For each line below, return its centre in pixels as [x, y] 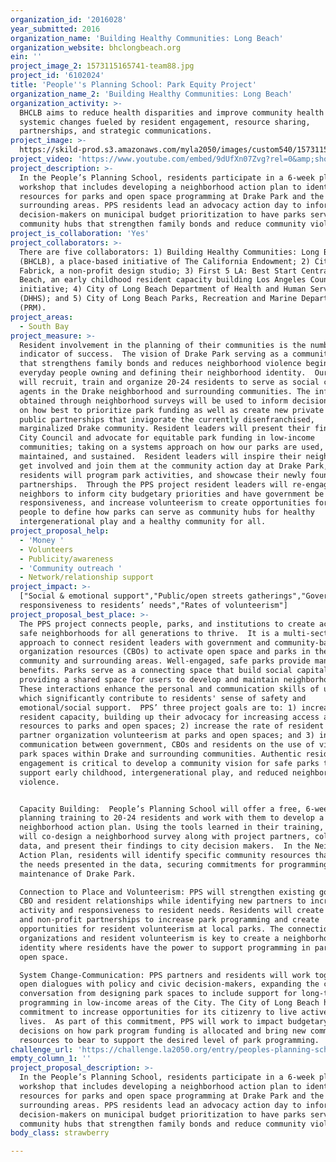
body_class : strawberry [60, 1133]
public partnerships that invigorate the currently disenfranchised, [167, 419]
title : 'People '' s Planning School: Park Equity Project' [133, 85]
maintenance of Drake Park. [78, 874]
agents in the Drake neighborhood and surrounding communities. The [165, 391]
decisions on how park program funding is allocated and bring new [163, 1031]
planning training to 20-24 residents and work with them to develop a [172, 818]
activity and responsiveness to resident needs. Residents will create [172, 911]
